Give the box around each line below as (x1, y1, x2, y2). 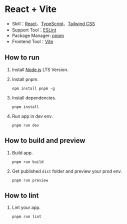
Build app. (11, 149, 33, 155)
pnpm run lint (11, 214, 41, 219)
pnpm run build (11, 159, 44, 164)
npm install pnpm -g (11, 86, 55, 91)
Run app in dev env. (11, 113, 53, 119)
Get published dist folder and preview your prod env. (11, 168, 122, 174)
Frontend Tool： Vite (11, 38, 53, 44)
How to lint (4, 191, 39, 199)
